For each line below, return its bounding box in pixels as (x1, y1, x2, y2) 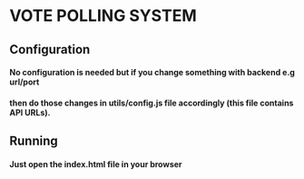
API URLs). (9, 106, 51, 118)
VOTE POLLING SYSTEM (9, 5, 197, 26)
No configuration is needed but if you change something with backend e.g (9, 67, 295, 78)
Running (9, 134, 59, 149)
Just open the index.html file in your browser (9, 158, 183, 169)
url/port (9, 76, 40, 87)
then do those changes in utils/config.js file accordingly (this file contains (9, 97, 294, 108)
